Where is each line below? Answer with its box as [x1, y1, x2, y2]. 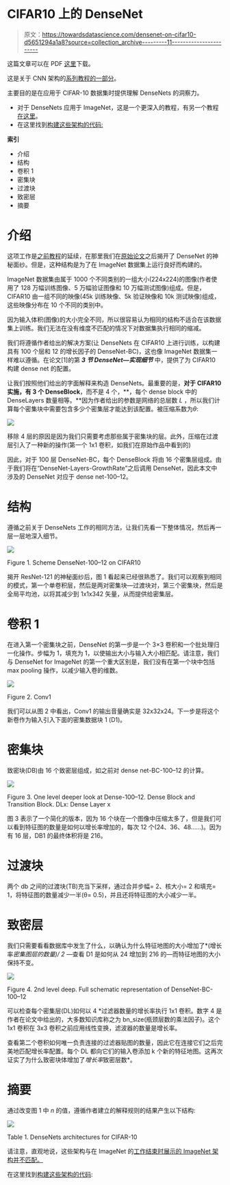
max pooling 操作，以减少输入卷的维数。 [7, 666, 122, 674]
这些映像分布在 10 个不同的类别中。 [7, 300, 107, 309]
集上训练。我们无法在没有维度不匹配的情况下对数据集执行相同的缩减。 [7, 324, 205, 332]
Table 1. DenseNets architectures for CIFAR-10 [7, 1133, 138, 1141]
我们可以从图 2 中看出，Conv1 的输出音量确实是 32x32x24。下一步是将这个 [7, 707, 220, 715]
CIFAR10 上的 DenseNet [7, 6, 143, 22]
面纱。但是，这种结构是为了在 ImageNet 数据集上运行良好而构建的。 [12, 260, 206, 269]
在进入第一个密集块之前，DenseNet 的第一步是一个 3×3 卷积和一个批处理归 [7, 640, 220, 648]
